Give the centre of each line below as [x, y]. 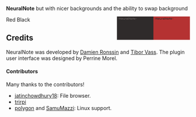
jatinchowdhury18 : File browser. [53, 96]
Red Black [18, 19]
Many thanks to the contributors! [45, 84]
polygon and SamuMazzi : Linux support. [63, 108]
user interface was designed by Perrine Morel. [62, 58]
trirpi [20, 102]
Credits [20, 38]
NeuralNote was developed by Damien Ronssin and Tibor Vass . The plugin [95, 52]
